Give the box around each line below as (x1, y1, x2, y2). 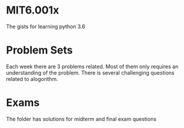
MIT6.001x (6, 4, 59, 17)
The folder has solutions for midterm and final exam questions (6, 115, 157, 122)
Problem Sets (6, 43, 73, 57)
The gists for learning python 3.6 (6, 23, 85, 30)
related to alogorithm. (6, 75, 58, 82)
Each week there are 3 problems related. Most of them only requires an (6, 63, 179, 70)
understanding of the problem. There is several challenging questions (6, 69, 175, 76)
